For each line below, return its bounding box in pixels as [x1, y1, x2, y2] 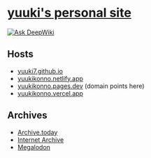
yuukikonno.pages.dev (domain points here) [17, 82, 145, 90]
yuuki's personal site [7, 5, 131, 21]
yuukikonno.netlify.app [17, 74, 84, 82]
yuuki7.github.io [17, 66, 64, 75]
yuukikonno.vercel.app [17, 89, 84, 97]
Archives [7, 110, 48, 122]
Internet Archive [17, 135, 64, 144]
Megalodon [17, 143, 51, 151]
